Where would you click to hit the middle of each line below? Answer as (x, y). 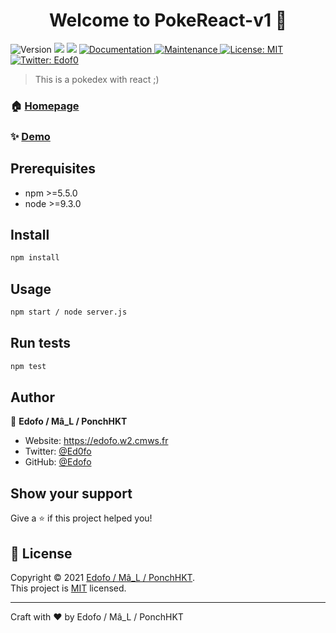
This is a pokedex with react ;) (97, 79)
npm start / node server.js (69, 312)
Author (32, 397)
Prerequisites (53, 169)
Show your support (71, 493)
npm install (35, 258)
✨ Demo (30, 136)
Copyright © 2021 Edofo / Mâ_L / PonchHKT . (103, 578)
